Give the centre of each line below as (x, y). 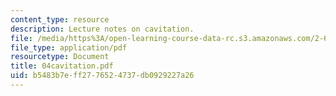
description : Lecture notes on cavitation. (102, 29)
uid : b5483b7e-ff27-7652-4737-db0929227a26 (102, 76)
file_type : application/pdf (69, 47)
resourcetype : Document (60, 57)
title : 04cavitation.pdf (62, 66)
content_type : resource (60, 19)
